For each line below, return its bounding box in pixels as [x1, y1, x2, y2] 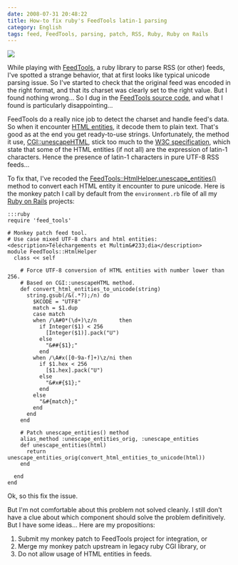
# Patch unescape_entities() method [20, 429, 130, 437]
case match [33, 311, 66, 318]
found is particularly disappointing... [7, 101, 113, 110]
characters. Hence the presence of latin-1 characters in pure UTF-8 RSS [7, 153, 219, 161]
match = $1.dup [33, 305, 78, 312]
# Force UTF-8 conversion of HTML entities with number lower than [20, 267, 224, 275]
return [26, 448, 46, 455]
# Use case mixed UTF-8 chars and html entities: [7, 236, 158, 243]
